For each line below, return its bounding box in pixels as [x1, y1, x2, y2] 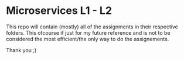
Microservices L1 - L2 [6, 4, 113, 17]
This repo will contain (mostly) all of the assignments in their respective [6, 23, 179, 30]
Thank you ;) [6, 46, 37, 53]
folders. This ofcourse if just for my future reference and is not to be [6, 29, 171, 36]
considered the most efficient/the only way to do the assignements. [6, 35, 169, 42]
